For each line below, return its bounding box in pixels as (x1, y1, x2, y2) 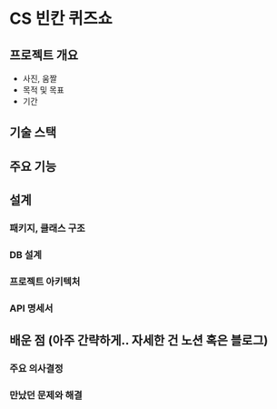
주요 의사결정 (9, 363, 64, 375)
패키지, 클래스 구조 (9, 222, 86, 234)
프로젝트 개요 (9, 47, 79, 63)
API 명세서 (9, 302, 54, 314)
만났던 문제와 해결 (9, 389, 84, 402)
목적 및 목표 (22, 85, 65, 95)
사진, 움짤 (22, 74, 57, 84)
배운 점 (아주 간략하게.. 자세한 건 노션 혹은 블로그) (9, 333, 269, 348)
